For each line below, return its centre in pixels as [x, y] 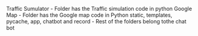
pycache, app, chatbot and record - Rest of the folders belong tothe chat [96, 21]
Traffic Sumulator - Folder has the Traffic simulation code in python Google [99, 9]
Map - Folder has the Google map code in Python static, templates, [89, 15]
